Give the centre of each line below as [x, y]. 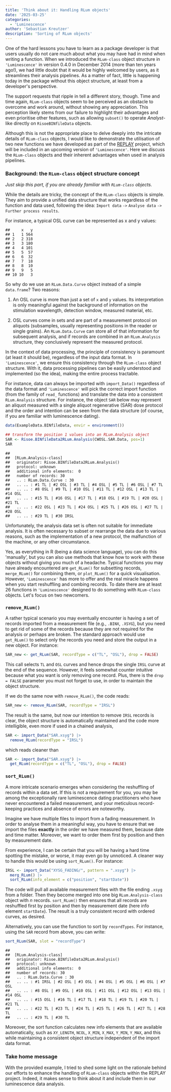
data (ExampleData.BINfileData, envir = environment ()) [65, 425]
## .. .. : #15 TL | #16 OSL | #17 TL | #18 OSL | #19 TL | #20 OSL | [84, 498]
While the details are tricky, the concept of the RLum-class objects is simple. [85, 195]
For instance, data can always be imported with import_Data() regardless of [85, 384]
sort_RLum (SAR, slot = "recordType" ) [45, 941]
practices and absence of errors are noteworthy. [74, 809]
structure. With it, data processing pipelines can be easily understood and [83, 368]
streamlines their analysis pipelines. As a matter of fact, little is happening [83, 75]
